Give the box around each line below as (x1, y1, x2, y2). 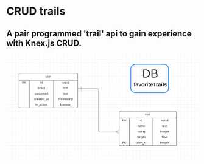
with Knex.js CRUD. (6, 38, 82, 48)
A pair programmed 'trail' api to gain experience (6, 29, 192, 39)
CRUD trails (6, 4, 66, 18)
